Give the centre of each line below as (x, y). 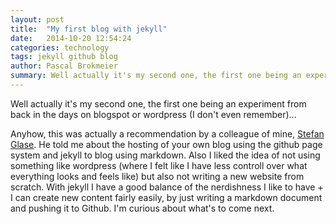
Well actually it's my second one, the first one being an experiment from (158, 103)
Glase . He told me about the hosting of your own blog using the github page (166, 144)
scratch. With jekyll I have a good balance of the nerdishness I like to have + (167, 187)
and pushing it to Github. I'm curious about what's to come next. (142, 208)
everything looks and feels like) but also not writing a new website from (157, 176)
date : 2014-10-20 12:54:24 (71, 38)
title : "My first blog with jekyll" (89, 29)
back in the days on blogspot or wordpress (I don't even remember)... (153, 114)
